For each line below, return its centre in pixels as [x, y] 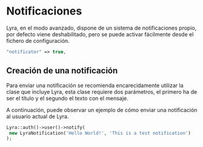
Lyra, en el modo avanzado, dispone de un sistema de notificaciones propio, [101, 28]
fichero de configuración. [38, 41]
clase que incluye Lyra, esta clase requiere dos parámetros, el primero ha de [102, 91]
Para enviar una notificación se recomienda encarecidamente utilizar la [95, 85]
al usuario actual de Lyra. [38, 116]
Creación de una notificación [62, 71]
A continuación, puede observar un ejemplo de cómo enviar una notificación [102, 109]
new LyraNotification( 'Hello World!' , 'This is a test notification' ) [100, 133]
